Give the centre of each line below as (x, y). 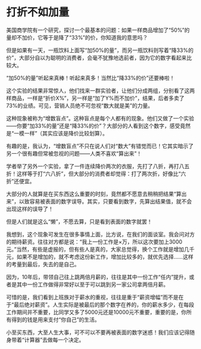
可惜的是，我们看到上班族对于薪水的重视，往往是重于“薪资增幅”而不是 (92, 297)
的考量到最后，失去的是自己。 (43, 264)
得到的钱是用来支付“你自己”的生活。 (56, 319)
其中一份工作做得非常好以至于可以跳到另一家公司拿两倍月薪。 (92, 284)
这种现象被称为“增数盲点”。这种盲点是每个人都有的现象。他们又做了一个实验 (100, 118)
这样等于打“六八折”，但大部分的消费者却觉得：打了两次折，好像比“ (99, 174)
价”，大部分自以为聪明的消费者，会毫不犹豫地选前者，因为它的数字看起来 (97, 57)
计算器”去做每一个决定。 (54, 339)
